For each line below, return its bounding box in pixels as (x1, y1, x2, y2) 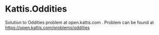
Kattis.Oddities (5, 3, 67, 15)
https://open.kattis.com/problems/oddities (5, 24, 90, 30)
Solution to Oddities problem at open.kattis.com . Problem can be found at (5, 19, 154, 25)
